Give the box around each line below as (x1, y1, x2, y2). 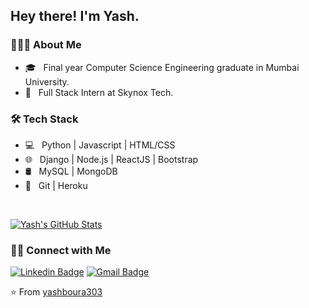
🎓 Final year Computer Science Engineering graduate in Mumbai (24, 61, 300, 73)
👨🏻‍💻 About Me (10, 38, 82, 52)
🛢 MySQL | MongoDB (24, 165, 118, 177)
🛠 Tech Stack (10, 112, 79, 126)
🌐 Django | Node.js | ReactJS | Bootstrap (24, 153, 199, 165)
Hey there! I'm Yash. (10, 8, 140, 25)
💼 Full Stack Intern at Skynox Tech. (24, 86, 174, 98)
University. (24, 75, 70, 88)
